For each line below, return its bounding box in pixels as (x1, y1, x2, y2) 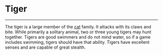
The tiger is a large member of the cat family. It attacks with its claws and (5, 24, 151, 29)
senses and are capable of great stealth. (5, 44, 86, 50)
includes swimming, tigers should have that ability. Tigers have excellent (5, 39, 150, 45)
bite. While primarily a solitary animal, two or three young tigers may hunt (5, 29, 151, 35)
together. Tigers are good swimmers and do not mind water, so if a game (5, 34, 151, 40)
